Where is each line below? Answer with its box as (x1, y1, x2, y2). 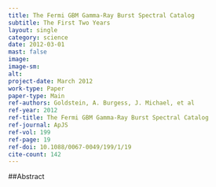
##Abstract (8, 172, 45, 181)
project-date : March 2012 (8, 77, 93, 85)
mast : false (8, 48, 47, 56)
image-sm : (8, 63, 41, 71)
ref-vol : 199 (8, 128, 51, 136)
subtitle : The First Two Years (8, 19, 111, 27)
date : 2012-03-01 (8, 41, 65, 49)
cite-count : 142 (8, 150, 61, 158)
